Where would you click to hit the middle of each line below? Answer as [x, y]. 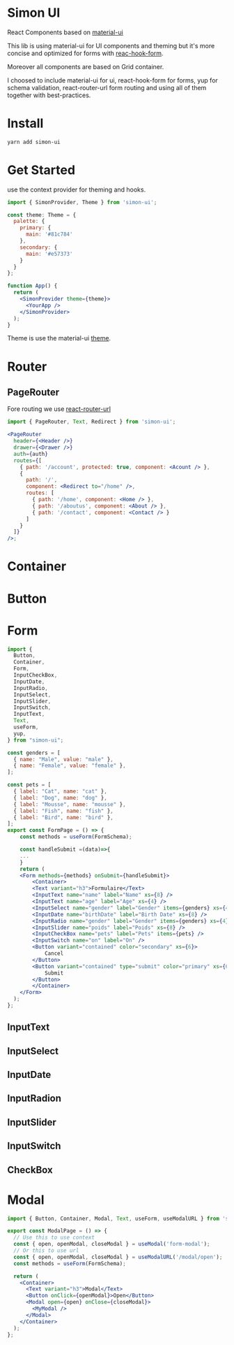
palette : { [29, 222]
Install [25, 123]
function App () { [32, 286]
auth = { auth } [31, 454]
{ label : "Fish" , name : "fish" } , [63, 811]
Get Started [41, 170]
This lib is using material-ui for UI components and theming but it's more [111, 45]
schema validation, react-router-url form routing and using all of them [107, 87]
